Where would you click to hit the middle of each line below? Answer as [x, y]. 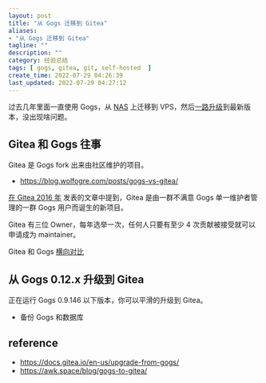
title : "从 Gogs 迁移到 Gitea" [58, 23]
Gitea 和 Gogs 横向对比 [46, 252]
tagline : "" [28, 46]
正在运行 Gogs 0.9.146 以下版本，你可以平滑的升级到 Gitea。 [108, 300]
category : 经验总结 [38, 61]
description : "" [35, 53]
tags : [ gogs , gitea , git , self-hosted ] [80, 68]
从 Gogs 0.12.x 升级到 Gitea [76, 279]
